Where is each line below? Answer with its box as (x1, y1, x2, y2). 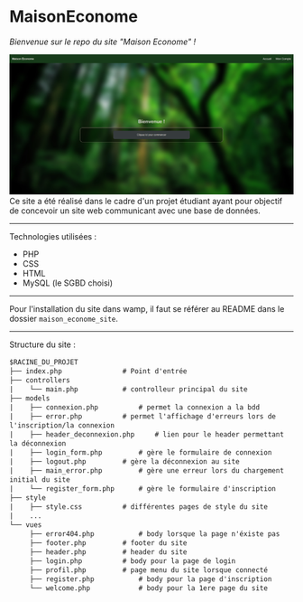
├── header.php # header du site (29, 548, 188, 557)
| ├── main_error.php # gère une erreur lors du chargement (9, 466, 284, 475)
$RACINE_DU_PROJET (9, 358, 78, 367)
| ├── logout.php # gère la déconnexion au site (9, 457, 241, 466)
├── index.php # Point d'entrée (9, 367, 188, 376)
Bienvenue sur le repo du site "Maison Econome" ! (9, 36, 197, 47)
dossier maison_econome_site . (9, 314, 119, 325)
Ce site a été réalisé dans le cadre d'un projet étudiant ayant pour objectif (9, 196, 283, 207)
